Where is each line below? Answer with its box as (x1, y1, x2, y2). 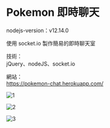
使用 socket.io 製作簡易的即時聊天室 (6, 39, 95, 47)
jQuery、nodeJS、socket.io (6, 60, 76, 67)
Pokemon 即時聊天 (6, 5, 100, 19)
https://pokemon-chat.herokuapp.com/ (6, 79, 104, 87)
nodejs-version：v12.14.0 (6, 27, 69, 34)
